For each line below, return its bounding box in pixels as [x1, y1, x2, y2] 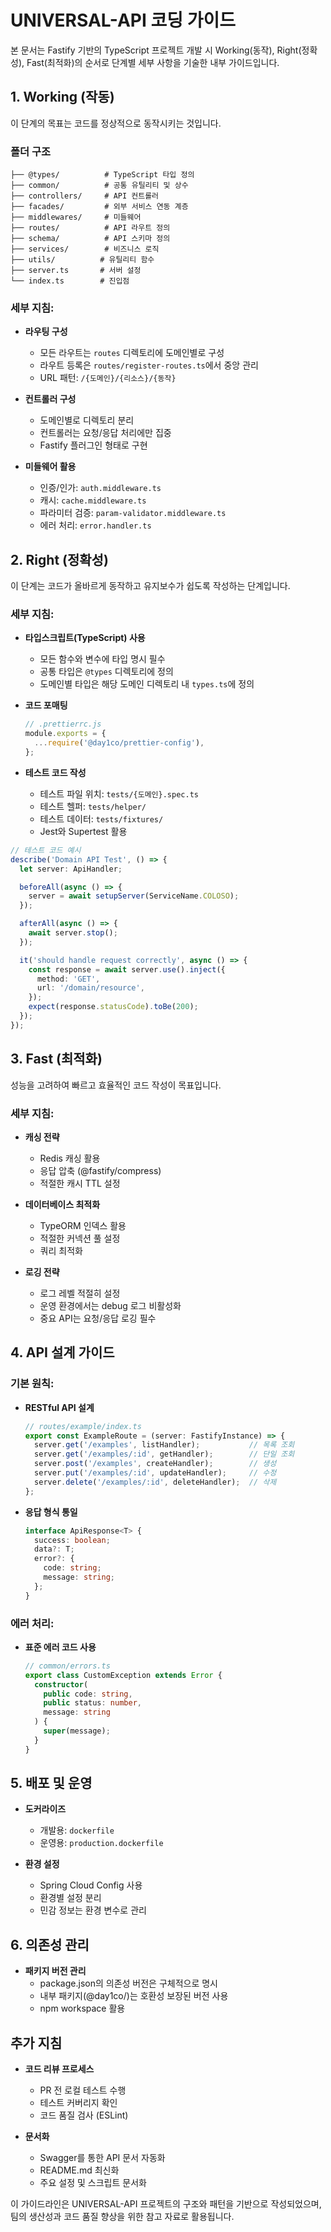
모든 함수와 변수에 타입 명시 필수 [39, 653, 166, 665]
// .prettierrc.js [24, 719, 102, 730]
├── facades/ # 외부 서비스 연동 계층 [10, 202, 189, 212]
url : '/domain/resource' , [36, 983, 145, 993]
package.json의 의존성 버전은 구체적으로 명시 [39, 1977, 219, 1990]
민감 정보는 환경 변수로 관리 [39, 1904, 147, 1916]
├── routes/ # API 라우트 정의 [10, 223, 171, 233]
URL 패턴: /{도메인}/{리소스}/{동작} [39, 372, 177, 384]
